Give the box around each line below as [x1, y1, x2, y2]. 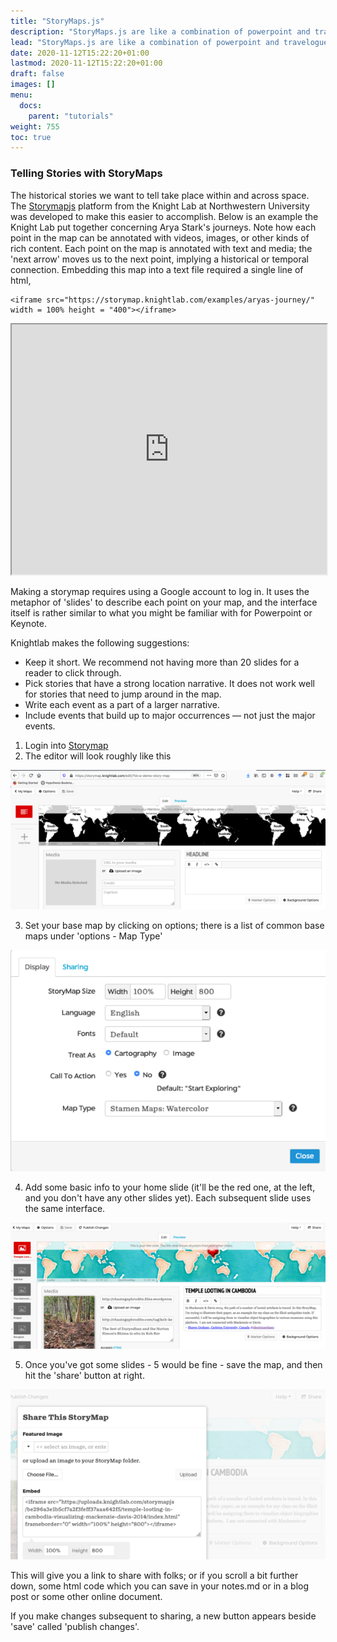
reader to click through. [24, 666, 122, 679]
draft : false [10, 69, 65, 79]
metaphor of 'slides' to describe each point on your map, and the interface [10, 596, 318, 608]
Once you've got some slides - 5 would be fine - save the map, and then [24, 1359, 323, 1371]
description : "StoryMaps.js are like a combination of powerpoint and [10, 26, 311, 37]
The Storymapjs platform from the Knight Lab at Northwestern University [10, 200, 310, 212]
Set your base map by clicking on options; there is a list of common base [24, 919, 325, 931]
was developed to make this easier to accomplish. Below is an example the [10, 210, 319, 222]
